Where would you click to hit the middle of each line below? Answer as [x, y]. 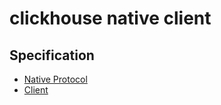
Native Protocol [55, 79]
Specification [52, 55]
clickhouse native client [110, 18]
